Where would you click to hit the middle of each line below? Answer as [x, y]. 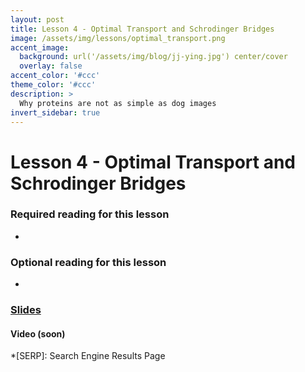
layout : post [37, 19]
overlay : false [51, 66]
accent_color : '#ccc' [55, 76]
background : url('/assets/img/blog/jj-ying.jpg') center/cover [153, 57]
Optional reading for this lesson [88, 262]
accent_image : [40, 47]
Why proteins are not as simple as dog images [118, 103]
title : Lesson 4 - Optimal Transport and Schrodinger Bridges [142, 29]
